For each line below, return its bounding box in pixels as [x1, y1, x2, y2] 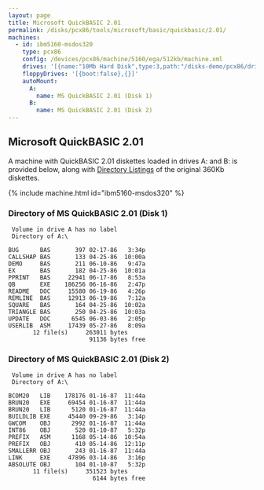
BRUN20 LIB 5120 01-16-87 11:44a [8, 406, 146, 414]
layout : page [8, 11, 51, 20]
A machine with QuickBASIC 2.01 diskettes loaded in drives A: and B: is [8, 156, 238, 166]
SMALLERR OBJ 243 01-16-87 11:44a [8, 447, 146, 455]
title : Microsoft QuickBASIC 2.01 [8, 19, 122, 27]
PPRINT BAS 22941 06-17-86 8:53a [8, 274, 146, 282]
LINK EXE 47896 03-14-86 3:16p [8, 454, 146, 462]
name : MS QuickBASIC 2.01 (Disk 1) [36, 92, 153, 100]
